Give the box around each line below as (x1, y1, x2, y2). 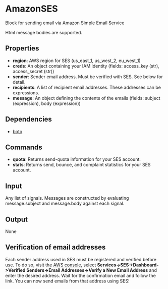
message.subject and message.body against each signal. (5, 200, 125, 207)
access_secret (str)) (12, 68, 54, 74)
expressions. (12, 89, 39, 96)
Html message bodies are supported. (5, 29, 82, 35)
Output (5, 215, 28, 223)
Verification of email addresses (5, 243, 106, 252)
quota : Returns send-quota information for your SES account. (12, 156, 141, 162)
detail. (12, 79, 26, 85)
